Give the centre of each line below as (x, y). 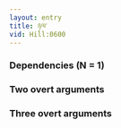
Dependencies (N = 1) (57, 65)
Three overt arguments (60, 114)
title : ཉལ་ (28, 26)
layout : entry (36, 17)
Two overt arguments (57, 90)
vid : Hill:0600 (38, 34)
